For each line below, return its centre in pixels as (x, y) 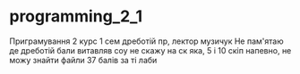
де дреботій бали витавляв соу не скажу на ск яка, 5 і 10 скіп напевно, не (150, 50)
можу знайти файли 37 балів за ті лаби (83, 60)
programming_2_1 (76, 16)
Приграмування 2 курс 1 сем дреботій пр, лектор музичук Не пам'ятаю (146, 41)
